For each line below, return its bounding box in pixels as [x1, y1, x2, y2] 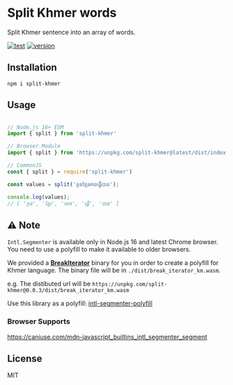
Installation [7, 61, 57, 74]
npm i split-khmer [7, 80, 61, 87]
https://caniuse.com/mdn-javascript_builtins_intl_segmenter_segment [7, 333, 208, 341]
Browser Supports [7, 317, 70, 326]
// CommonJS [7, 162, 42, 169]
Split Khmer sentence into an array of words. [7, 28, 136, 36]
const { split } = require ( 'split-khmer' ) [7, 168, 133, 175]
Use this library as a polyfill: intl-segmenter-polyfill [7, 299, 153, 308]
